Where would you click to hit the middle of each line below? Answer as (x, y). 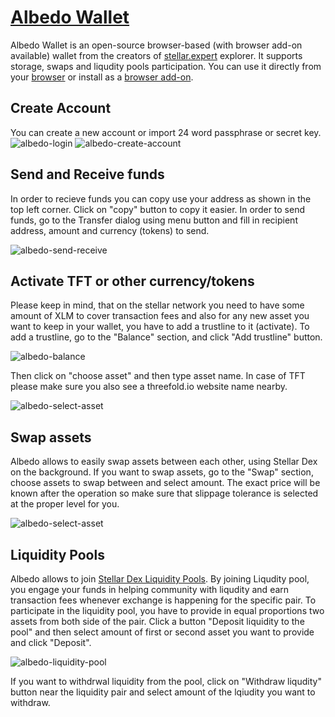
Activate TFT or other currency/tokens (132, 281)
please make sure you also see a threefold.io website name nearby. (149, 387)
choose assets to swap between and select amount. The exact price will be (165, 483)
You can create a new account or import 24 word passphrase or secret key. (166, 132)
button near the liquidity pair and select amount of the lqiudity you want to (163, 692)
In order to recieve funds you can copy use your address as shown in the (161, 198)
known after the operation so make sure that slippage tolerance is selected (164, 493)
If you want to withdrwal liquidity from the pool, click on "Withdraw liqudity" (166, 681)
